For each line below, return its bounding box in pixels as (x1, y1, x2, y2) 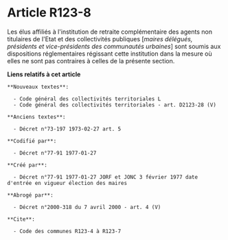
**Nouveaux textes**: (7, 83, 69, 90)
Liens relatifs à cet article (7, 70, 81, 78)
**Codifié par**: (7, 138, 57, 144)
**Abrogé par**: (7, 191, 54, 199)
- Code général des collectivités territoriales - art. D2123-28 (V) (13, 101, 216, 108)
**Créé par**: (7, 162, 48, 168)
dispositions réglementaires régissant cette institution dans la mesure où (7, 50, 212, 58)
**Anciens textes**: (7, 113, 67, 120)
